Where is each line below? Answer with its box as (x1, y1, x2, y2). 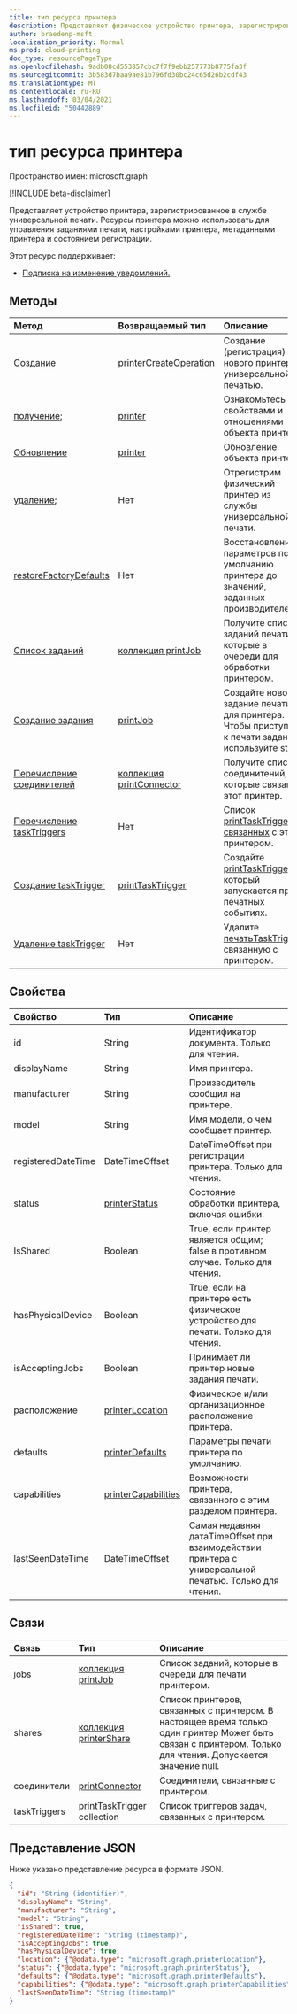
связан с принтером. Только (158, 1737, 282, 1749)
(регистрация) (223, 346, 286, 358)
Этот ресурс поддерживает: (9, 251, 117, 261)
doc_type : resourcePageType (9, 54, 113, 63)
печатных (223, 896, 265, 907)
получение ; (13, 410, 64, 421)
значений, (223, 581, 267, 592)
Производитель (188, 1076, 256, 1089)
